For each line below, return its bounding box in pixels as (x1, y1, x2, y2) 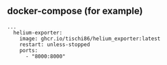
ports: (19, 47, 38, 53)
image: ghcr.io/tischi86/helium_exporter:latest (19, 35, 161, 42)
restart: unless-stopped (19, 41, 90, 48)
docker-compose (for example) (7, 5, 143, 17)
